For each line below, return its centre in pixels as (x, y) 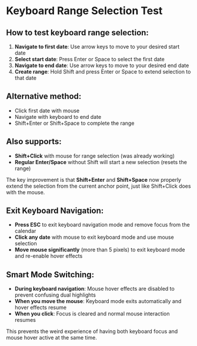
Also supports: (34, 142)
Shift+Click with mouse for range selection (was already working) (95, 156)
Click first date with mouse (47, 111)
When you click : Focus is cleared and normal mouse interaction (92, 314)
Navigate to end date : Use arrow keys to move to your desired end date (102, 65)
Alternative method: (44, 96)
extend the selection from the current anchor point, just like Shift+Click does (98, 186)
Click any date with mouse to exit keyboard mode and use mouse (94, 237)
